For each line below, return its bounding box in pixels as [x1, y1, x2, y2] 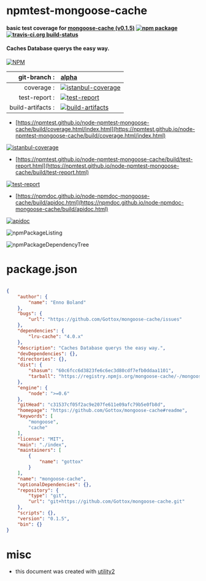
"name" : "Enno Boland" [28, 299, 86, 305]
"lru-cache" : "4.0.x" [28, 333, 84, 340]
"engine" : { [17, 384, 48, 391]
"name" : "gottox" [39, 459, 84, 465]
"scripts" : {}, [17, 510, 56, 516]
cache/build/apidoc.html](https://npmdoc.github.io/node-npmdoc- [15, 198, 184, 206]
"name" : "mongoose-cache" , [17, 476, 86, 482]
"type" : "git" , [28, 493, 67, 499]
